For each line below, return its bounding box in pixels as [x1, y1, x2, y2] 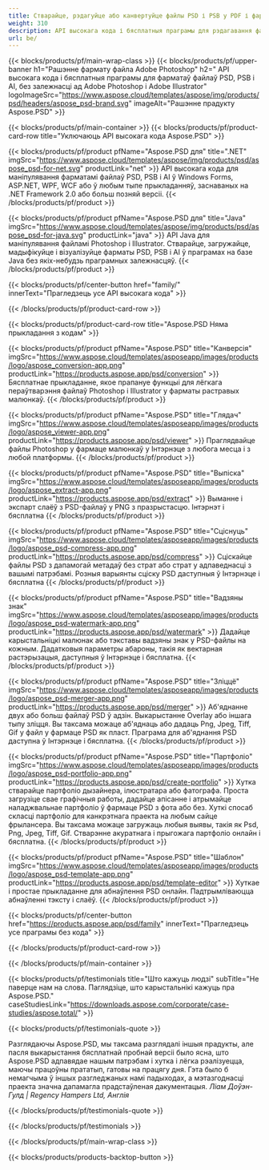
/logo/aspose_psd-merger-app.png [8, 694, 126, 704]
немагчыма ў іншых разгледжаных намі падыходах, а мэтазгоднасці [8, 1073, 244, 1083]
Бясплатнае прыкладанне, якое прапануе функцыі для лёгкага [8, 377, 223, 387]
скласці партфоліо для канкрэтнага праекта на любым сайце [8, 811, 218, 821]
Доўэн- [227, 1082, 254, 1091]
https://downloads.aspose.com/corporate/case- [70, 999, 230, 1010]
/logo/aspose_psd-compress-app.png [8, 543, 134, 553]
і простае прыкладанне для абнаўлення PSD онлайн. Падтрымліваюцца [8, 886, 255, 896]
